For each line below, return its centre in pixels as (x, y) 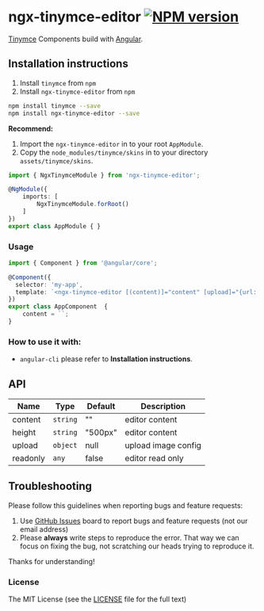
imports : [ (40, 197)
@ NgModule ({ (28, 189)
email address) (44, 529)
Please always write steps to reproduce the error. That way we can (129, 537)
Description (163, 407)
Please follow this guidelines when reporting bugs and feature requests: (126, 505)
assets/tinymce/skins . (56, 160)
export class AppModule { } (55, 226)
